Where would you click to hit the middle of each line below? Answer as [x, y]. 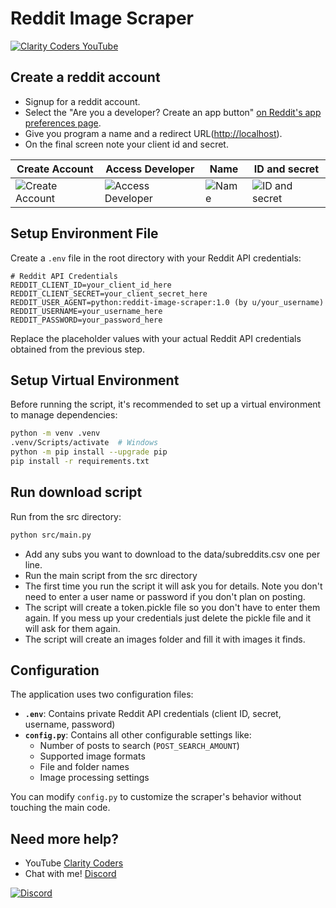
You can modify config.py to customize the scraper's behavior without [156, 797]
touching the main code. [60, 808]
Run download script [76, 492]
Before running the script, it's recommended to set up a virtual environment [166, 404]
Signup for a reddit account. [82, 101]
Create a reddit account [85, 77]
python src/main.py [51, 535]
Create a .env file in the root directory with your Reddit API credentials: [156, 258]
